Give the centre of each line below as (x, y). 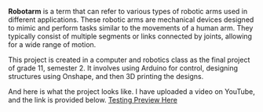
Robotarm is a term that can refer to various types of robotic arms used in (128, 11)
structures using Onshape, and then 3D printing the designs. (106, 76)
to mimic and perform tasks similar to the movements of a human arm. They (131, 28)
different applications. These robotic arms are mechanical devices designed (131, 20)
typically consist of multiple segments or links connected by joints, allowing (130, 36)
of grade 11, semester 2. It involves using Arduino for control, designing (123, 68)
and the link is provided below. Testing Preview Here (93, 100)
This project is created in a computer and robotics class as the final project (129, 60)
